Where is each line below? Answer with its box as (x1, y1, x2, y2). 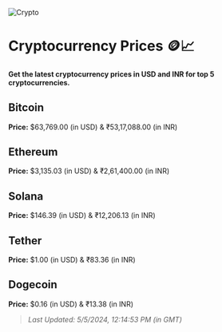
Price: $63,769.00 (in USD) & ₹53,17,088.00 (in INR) (8, 122, 178, 132)
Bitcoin (8, 101, 45, 115)
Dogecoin (8, 278, 57, 291)
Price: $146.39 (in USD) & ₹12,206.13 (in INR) (8, 211, 156, 220)
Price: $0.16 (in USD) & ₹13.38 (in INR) (8, 299, 134, 309)
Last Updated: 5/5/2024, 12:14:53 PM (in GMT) (27, 314, 182, 324)
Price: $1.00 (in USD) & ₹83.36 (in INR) (8, 255, 136, 265)
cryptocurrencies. (8, 77, 70, 87)
